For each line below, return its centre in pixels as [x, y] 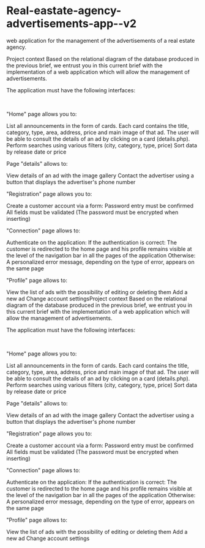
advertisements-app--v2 [71, 24]
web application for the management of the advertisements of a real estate [101, 40]
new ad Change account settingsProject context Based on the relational [97, 298]
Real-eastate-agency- [64, 11]
